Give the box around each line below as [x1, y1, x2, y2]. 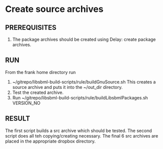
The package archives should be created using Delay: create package [12, 36, 156, 42]
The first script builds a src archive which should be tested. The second [5, 128, 152, 134]
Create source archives [5, 3, 103, 15]
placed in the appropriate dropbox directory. [5, 138, 96, 144]
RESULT [5, 114, 30, 123]
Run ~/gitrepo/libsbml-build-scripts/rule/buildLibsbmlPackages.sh [12, 94, 148, 100]
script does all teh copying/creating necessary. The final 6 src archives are [5, 133, 159, 139]
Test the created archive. [12, 89, 64, 95]
